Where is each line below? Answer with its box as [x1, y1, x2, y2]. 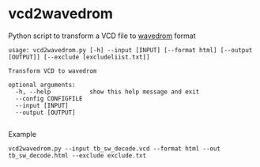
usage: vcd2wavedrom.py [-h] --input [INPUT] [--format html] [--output [8, 46, 253, 54]
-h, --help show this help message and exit [15, 88, 200, 96]
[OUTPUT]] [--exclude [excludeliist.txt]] [8, 53, 150, 61]
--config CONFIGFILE [15, 94, 83, 103]
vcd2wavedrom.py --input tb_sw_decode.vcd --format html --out [8, 144, 221, 153]
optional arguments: [8, 81, 77, 89]
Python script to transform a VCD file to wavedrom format [8, 31, 196, 40]
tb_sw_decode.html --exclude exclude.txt [8, 151, 147, 159]
